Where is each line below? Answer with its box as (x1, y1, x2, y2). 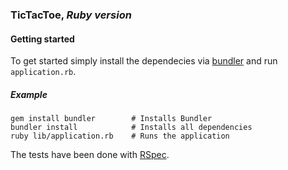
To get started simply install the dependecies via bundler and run (10, 55, 278, 67)
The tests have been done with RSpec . (10, 149, 170, 161)
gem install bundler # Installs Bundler (10, 114, 213, 124)
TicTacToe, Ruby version (10, 8, 132, 22)
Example (10, 88, 48, 100)
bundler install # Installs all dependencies (10, 123, 253, 133)
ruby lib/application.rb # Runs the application (10, 131, 230, 142)
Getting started (10, 33, 75, 45)
